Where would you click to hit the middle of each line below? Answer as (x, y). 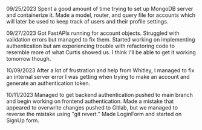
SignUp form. (23, 120)
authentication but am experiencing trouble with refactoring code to (91, 46)
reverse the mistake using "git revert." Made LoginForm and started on (94, 114)
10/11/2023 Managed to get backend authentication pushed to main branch (100, 95)
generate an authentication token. (48, 83)
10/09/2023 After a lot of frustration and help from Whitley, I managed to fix (100, 70)
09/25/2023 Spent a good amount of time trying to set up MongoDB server (100, 9)
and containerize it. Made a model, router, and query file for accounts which (101, 15)
